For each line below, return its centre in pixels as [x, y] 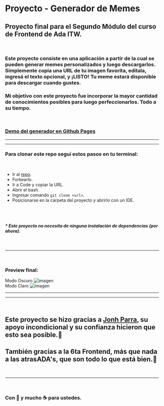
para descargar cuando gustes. [43, 82]
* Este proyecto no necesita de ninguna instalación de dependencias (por [82, 226]
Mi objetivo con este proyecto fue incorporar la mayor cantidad [81, 96]
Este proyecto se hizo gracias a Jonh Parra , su [77, 320]
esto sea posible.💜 [34, 335]
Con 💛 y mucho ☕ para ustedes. [43, 398]
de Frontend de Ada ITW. [43, 34]
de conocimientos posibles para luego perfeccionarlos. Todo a [81, 102]
